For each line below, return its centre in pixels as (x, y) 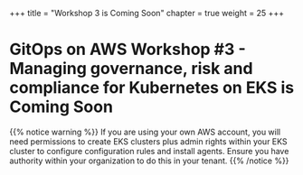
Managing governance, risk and (131, 69)
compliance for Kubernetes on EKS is (152, 88)
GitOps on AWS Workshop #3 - (128, 50)
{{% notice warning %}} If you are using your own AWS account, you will (145, 132)
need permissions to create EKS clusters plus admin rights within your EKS (148, 141)
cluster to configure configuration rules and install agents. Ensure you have (149, 151)
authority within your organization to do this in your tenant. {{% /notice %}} (149, 161)
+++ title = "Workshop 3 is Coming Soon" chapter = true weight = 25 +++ (147, 13)
